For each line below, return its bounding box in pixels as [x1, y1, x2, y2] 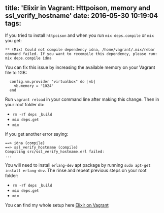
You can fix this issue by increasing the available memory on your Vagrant [5, 64, 155, 70]
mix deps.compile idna [5, 56, 52, 61]
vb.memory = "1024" [14, 83, 54, 88]
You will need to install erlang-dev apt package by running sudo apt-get [5, 162, 151, 168]
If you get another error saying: [5, 131, 68, 137]
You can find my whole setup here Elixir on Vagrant [5, 202, 109, 208]
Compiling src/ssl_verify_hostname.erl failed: [5, 149, 105, 154]
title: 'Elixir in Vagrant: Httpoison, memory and [5, 4, 151, 12]
